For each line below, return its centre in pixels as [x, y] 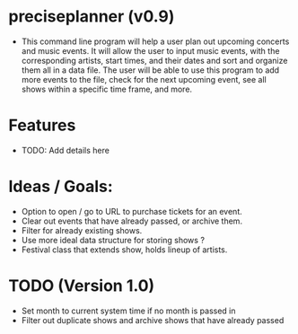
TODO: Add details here [65, 150]
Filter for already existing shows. [82, 230]
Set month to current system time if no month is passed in [128, 311]
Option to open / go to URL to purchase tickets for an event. [132, 211]
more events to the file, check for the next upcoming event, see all [144, 79]
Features [42, 125]
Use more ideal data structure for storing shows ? [113, 240]
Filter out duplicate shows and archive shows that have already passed [153, 320]
